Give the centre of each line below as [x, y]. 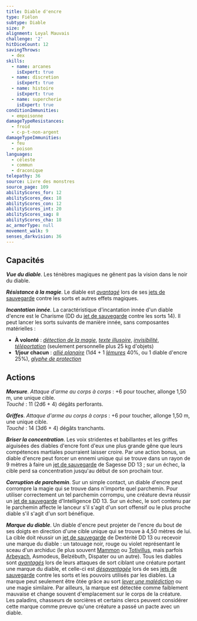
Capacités [25, 260]
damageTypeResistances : [35, 121]
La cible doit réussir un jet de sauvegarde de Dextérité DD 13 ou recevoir [94, 538]
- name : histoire [33, 88]
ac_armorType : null [30, 225]
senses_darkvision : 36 [34, 236]
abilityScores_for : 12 [34, 192]
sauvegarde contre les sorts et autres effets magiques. [72, 298]
